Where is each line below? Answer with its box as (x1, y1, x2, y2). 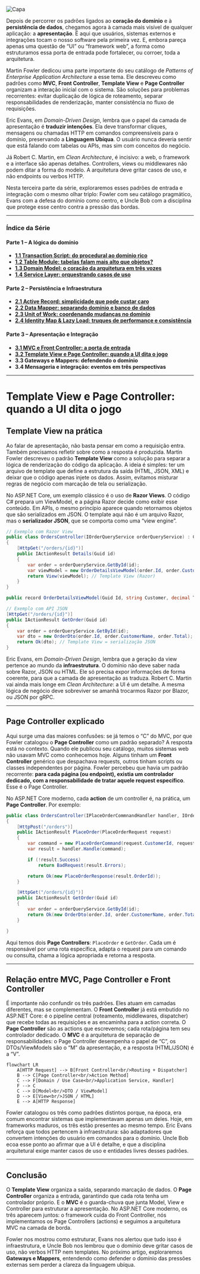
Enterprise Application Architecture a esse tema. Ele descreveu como (6, 74, 177, 80)
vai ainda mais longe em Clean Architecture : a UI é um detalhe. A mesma (6, 681, 185, 688)
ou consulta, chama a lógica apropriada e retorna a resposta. (6, 951, 156, 959)
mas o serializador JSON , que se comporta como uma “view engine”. (6, 517, 177, 524)
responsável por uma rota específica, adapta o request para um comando (6, 945, 187, 952)
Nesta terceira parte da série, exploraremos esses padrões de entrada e (6, 184, 183, 191)
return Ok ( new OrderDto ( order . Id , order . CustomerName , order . (27, 912, 185, 918)
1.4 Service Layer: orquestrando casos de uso (14, 271, 131, 278)
